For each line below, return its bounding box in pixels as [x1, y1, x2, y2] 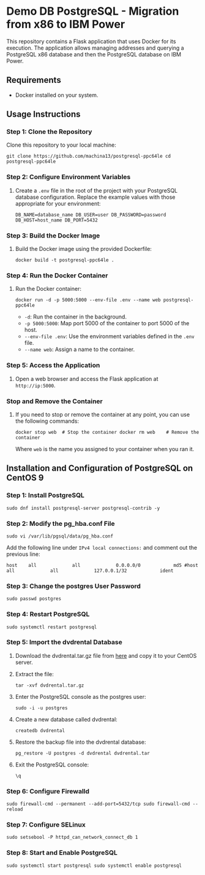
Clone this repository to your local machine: [6, 141, 116, 148]
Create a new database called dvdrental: [15, 715, 117, 723]
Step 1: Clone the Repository [6, 128, 92, 136]
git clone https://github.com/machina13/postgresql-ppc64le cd [6, 153, 171, 160]
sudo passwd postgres [6, 596, 62, 602]
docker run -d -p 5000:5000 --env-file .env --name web [15, 297, 161, 303]
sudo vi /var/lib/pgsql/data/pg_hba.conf [6, 533, 114, 539]
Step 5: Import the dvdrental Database [6, 638, 122, 647]
